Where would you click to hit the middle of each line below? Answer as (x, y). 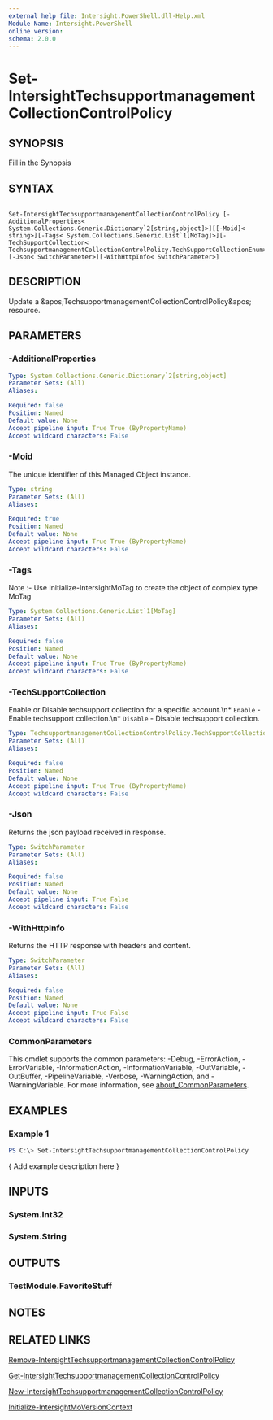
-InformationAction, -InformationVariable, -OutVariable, (149, 1068)
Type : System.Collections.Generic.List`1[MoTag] (92, 612)
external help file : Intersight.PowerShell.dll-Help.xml (107, 16)
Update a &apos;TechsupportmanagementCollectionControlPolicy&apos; (130, 301)
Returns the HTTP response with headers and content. (100, 946)
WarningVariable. (37, 1085)
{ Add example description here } (64, 1166)
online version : (36, 31)
